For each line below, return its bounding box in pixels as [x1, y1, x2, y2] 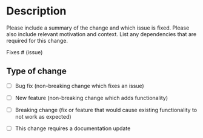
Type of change [6, 66, 67, 77]
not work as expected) [15, 113, 72, 120]
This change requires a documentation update [15, 125, 131, 132]
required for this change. [6, 37, 68, 44]
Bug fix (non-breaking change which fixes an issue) [15, 82, 144, 89]
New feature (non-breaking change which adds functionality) [15, 94, 168, 101]
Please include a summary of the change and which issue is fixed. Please [6, 24, 190, 31]
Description [6, 4, 67, 18]
